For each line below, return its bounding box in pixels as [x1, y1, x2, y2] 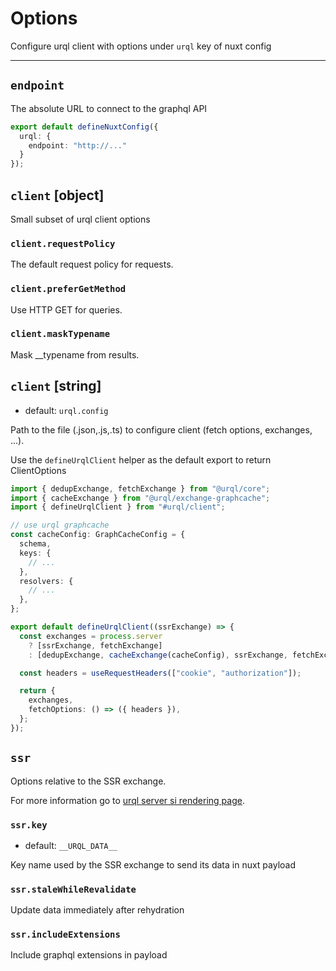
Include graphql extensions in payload [10, 949, 168, 961]
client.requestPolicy [10, 238, 116, 249]
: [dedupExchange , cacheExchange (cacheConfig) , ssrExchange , [28, 650, 288, 660]
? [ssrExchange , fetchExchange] [28, 640, 163, 651]
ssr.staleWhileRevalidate [10, 883, 137, 895]
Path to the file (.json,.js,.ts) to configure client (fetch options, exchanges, [10, 423, 313, 436]
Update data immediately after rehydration [10, 904, 185, 916]
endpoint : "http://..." [28, 140, 128, 151]
